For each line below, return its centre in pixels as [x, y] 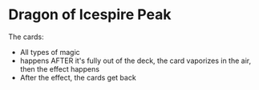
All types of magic [50, 52]
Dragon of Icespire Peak [90, 15]
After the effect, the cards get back [78, 77]
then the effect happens [60, 68]
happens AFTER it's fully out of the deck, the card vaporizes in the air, [136, 61]
